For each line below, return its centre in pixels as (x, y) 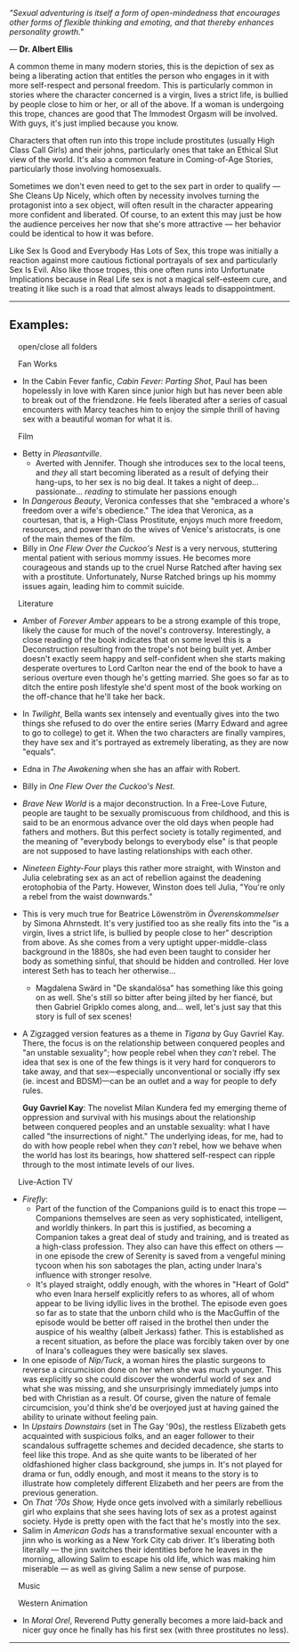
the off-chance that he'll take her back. (93, 696)
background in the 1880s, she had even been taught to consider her (146, 951)
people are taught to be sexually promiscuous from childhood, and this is (156, 813)
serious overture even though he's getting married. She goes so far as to (155, 678)
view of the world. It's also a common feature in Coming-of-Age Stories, (141, 159)
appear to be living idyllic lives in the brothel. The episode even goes (161, 1303)
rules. (32, 1090)
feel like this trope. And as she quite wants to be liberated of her (139, 1455)
